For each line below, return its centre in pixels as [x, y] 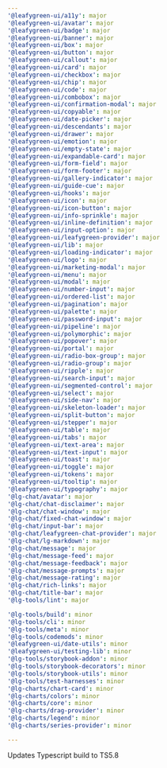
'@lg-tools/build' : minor [50, 614]
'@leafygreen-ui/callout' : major [63, 60]
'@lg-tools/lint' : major [48, 600]
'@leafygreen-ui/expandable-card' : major [77, 156]
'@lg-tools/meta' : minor [48, 630]
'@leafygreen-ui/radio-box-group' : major [77, 356]
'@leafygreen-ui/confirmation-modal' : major [82, 104]
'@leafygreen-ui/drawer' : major [61, 134]
